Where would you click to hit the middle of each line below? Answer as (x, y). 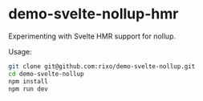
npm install (28, 81)
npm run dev (28, 89)
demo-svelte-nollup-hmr (93, 14)
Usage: (20, 51)
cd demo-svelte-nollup (46, 74)
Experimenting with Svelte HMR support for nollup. (92, 36)
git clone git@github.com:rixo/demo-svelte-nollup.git (102, 66)
